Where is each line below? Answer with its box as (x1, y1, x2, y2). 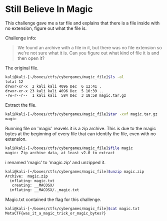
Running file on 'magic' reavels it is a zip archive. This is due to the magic (5, 126, 156, 132)
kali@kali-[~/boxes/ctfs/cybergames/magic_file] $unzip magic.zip (5, 169, 144, 174)
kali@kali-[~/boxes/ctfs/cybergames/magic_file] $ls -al (5, 74, 124, 79)
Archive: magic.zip (5, 174, 48, 179)
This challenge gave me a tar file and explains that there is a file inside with (5, 20, 160, 26)
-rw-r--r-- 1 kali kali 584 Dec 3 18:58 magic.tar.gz (5, 93, 126, 98)
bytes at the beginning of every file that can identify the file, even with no (5, 131, 156, 137)
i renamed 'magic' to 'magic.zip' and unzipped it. (5, 159, 106, 165)
